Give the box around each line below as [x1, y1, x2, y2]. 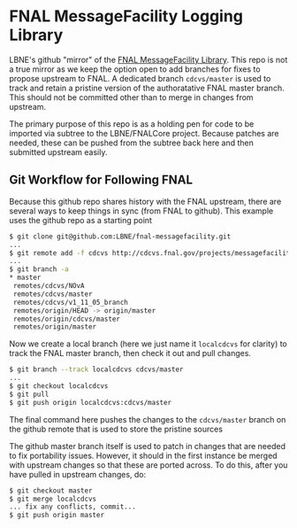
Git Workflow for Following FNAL [9, 173, 193, 188]
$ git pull [9, 390, 49, 399]
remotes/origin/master [12, 322, 97, 331]
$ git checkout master [9, 485, 93, 495]
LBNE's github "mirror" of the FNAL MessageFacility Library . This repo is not [9, 54, 288, 65]
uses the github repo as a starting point [9, 214, 153, 225]
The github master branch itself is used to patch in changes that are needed [9, 440, 286, 451]
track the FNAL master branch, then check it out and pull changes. [9, 348, 252, 359]
